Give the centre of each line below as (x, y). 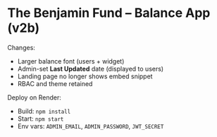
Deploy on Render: (35, 97)
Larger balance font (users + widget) (71, 61)
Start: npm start (41, 119)
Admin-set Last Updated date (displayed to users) (91, 68)
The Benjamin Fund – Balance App (109, 13)
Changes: (21, 47)
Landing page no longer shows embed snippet (85, 76)
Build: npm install (44, 111)
